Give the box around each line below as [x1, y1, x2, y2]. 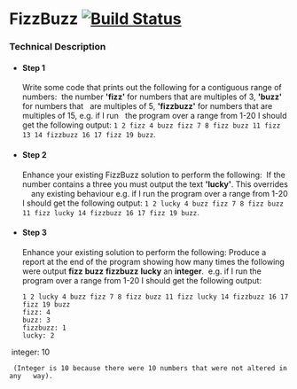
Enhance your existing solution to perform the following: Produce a [21, 246, 267, 257]
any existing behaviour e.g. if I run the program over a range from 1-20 [30, 188, 288, 198]
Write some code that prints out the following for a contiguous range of [21, 82, 282, 93]
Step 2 [21, 149, 47, 159]
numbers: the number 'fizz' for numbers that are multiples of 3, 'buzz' [21, 91, 282, 102]
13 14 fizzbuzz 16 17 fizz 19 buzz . [21, 129, 157, 140]
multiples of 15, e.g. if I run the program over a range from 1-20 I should [21, 111, 287, 121]
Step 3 [21, 227, 47, 238]
